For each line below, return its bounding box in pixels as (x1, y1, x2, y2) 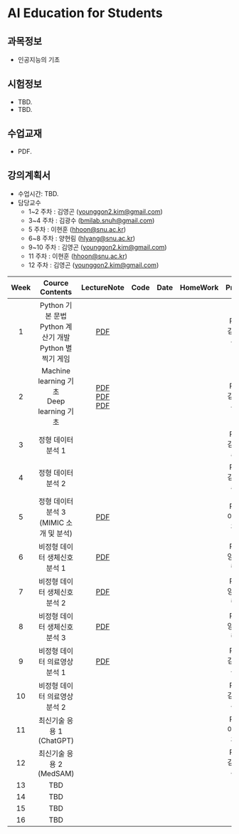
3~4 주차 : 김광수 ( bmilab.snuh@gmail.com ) (28, 216, 155, 225)
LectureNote (80, 283, 124, 293)
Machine (41, 366, 71, 376)
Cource (43, 278, 69, 288)
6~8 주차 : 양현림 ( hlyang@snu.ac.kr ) (28, 234, 136, 243)
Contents (40, 287, 73, 297)
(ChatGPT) (38, 736, 75, 746)
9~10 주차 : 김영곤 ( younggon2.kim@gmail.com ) (28, 243, 167, 252)
